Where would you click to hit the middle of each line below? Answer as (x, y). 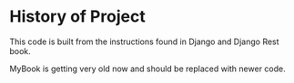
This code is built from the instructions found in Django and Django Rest (144, 41)
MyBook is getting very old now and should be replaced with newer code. (147, 69)
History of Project (77, 17)
